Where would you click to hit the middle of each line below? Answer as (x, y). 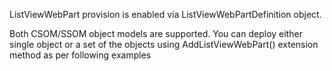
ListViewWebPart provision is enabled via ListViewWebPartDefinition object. (165, 14)
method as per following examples (80, 55)
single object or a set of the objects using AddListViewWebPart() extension (164, 44)
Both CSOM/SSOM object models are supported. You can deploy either (156, 33)
